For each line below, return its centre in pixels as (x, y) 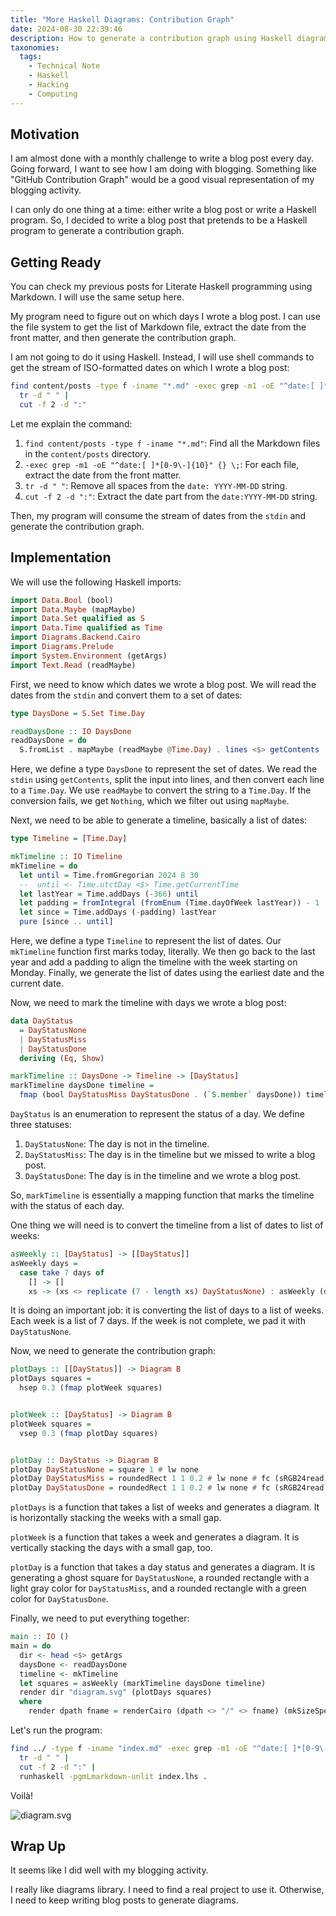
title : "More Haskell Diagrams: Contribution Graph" (122, 19)
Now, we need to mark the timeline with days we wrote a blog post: (148, 1003)
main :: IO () (40, 1637)
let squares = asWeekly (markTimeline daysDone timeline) (143, 1683)
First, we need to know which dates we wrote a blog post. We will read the (163, 684)
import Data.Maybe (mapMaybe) (73, 609)
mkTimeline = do (44, 866)
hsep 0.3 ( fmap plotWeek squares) (91, 1388)
